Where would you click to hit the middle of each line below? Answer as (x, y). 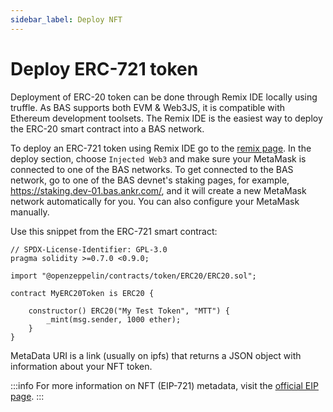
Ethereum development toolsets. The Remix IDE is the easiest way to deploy (166, 118)
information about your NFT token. (81, 366)
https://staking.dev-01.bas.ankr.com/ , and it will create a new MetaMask (158, 190)
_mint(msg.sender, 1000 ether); (114, 319)
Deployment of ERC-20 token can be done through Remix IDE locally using (164, 97)
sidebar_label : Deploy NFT (66, 19)
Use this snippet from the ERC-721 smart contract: (114, 231)
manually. (30, 212)
